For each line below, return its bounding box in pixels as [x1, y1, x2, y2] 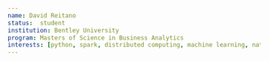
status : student [7, 19, 66, 27]
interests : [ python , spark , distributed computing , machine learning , [7, 41, 249, 49]
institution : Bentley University [7, 26, 120, 34]
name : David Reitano [7, 11, 77, 20]
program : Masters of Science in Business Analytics [7, 33, 184, 42]
